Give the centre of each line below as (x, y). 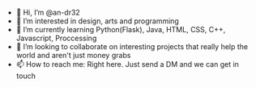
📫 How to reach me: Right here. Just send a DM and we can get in (127, 64)
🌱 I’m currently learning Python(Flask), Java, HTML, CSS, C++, (121, 29)
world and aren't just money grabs (73, 55)
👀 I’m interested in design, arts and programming (98, 21)
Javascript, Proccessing (56, 38)
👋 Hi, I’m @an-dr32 (48, 12)
